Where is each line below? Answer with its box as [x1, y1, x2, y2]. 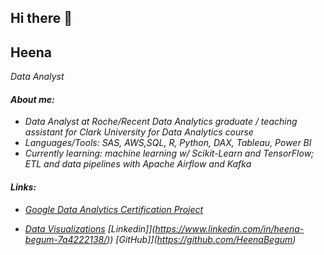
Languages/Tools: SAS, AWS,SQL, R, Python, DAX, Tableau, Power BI [24, 137, 312, 149]
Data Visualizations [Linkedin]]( [24, 222, 156, 235]
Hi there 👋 [10, 10, 73, 27]
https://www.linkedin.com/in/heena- [154, 222, 305, 235]
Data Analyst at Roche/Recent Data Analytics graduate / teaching [24, 116, 298, 128]
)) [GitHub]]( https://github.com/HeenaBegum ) [106, 233, 297, 245]
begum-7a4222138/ [24, 233, 108, 245]
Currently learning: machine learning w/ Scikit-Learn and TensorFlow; [24, 147, 315, 160]
